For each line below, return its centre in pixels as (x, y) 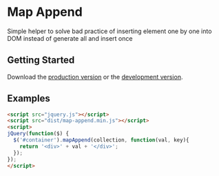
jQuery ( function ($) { (38, 134)
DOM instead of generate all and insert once (70, 38)
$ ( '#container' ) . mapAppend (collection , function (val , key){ (101, 140)
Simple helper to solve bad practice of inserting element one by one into (109, 31)
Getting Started (41, 60)
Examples (29, 98)
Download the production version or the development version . (95, 77)
